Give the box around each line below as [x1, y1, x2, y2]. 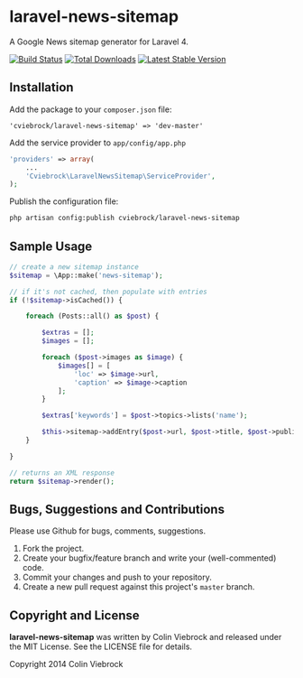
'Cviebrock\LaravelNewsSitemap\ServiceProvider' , [25, 172, 216, 181]
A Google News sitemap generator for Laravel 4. [9, 36, 189, 47]
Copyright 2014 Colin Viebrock [9, 659, 124, 670]
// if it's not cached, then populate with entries [9, 287, 207, 296]
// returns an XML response [9, 468, 115, 478]
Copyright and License [9, 608, 140, 623]
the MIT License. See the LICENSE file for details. [9, 641, 192, 652]
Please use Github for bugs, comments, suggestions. [9, 525, 207, 536]
